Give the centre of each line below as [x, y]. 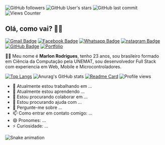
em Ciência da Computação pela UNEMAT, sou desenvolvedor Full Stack [81, 61]
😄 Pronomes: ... [29, 120]
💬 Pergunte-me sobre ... [37, 107]
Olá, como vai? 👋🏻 [34, 29]
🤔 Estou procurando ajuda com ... [47, 102]
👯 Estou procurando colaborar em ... [50, 97]
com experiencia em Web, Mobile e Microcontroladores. [63, 66]
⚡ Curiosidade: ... [30, 126]
